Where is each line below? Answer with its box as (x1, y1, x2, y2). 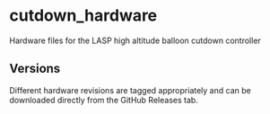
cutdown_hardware (9, 5, 158, 26)
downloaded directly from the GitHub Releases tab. (9, 94, 199, 105)
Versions (9, 61, 61, 76)
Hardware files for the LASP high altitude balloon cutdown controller (9, 35, 262, 46)
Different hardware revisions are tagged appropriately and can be (9, 84, 251, 95)
